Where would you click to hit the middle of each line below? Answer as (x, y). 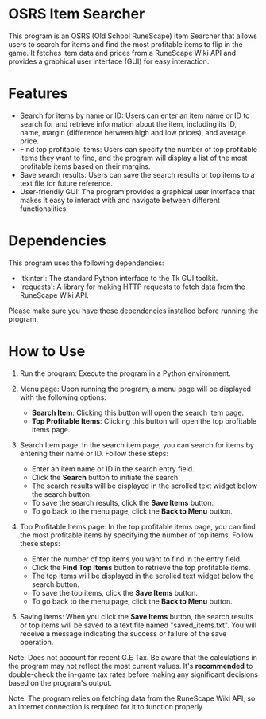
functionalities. (44, 209)
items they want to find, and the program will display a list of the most (133, 158)
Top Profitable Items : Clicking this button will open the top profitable (144, 421)
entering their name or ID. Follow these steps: (94, 453)
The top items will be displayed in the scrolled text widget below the (143, 576)
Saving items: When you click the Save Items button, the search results (137, 616)
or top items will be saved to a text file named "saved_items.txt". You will (138, 625)
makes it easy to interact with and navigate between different (120, 200)
